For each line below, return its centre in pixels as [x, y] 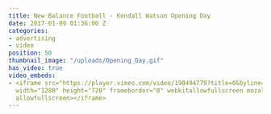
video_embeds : [32, 75]
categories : [28, 31]
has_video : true [35, 68]
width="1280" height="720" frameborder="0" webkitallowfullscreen [129, 90]
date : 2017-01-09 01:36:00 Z [57, 23]
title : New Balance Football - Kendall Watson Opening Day [110, 16]
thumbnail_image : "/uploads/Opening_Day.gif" [86, 61]
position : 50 [30, 53]
